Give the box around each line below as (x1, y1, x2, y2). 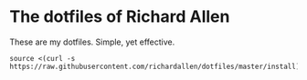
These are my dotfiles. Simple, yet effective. (9, 36, 175, 47)
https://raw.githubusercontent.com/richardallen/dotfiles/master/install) (9, 62, 301, 71)
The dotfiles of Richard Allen (9, 6, 230, 27)
